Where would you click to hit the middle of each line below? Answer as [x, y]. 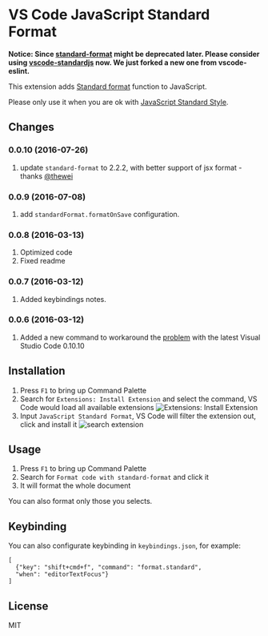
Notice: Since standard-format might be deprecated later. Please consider [134, 54]
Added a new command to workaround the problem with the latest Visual [140, 337]
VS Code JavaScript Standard [109, 15]
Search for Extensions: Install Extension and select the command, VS [138, 399]
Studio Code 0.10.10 [52, 345]
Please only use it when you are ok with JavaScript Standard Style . [118, 102]
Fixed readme [42, 261]
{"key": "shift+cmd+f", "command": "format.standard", [109, 568]
